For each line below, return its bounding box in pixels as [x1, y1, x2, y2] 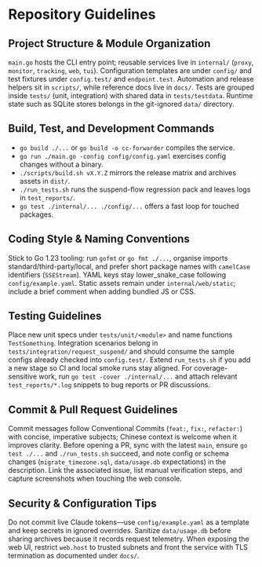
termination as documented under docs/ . [8, 551, 140, 561]
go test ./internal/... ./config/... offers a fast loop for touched [19, 201, 239, 210]
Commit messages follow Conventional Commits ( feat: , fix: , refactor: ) [8, 424, 243, 433]
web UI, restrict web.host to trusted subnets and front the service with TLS [8, 543, 249, 552]
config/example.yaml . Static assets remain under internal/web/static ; [8, 278, 236, 287]
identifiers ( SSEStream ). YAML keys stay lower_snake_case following [8, 269, 227, 280]
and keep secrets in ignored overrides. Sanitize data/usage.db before [8, 526, 231, 536]
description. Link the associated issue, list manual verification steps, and [8, 466, 243, 475]
